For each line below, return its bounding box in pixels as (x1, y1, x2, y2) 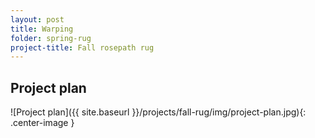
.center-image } (10, 117, 75, 129)
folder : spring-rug (10, 33, 92, 43)
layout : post (10, 14, 65, 25)
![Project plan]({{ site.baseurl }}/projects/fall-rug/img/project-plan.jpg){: (10, 106, 307, 118)
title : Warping (10, 24, 74, 34)
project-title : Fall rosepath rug (10, 42, 155, 53)
